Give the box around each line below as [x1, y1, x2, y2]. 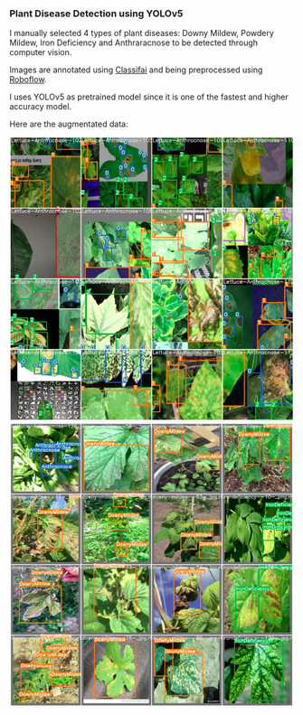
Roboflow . [9, 74, 47, 85]
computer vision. [9, 47, 72, 58]
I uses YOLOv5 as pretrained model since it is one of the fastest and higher [9, 91, 289, 102]
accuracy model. [9, 101, 72, 112]
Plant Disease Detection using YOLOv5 [9, 7, 184, 20]
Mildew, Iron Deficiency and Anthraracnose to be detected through [9, 37, 259, 48]
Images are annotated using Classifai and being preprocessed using [9, 64, 263, 75]
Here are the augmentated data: [9, 118, 128, 129]
